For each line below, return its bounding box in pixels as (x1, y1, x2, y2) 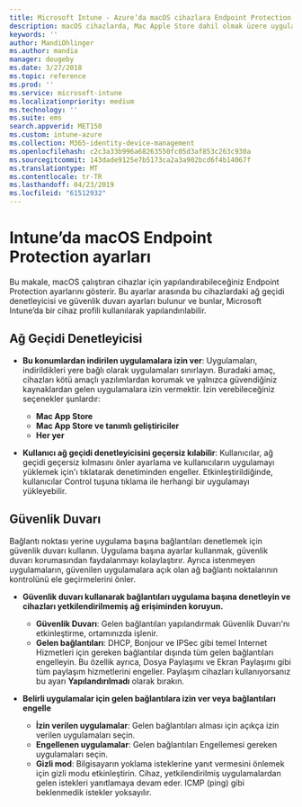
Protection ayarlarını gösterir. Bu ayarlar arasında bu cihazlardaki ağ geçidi (9, 285, 285, 297)
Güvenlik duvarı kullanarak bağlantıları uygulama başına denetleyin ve (22, 591, 291, 602)
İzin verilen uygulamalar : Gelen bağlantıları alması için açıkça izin (35, 720, 280, 731)
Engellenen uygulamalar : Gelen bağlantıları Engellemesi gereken (35, 739, 278, 749)
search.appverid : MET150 (9, 122, 102, 131)
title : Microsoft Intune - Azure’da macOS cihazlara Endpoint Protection (9, 13, 292, 22)
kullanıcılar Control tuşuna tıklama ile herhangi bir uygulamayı (22, 476, 250, 487)
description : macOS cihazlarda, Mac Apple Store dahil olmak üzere (9, 22, 268, 31)
